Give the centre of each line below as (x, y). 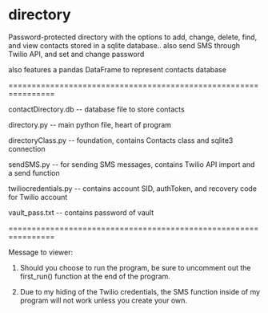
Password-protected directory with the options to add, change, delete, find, (133, 37)
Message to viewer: (41, 252)
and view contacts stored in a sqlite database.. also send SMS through (124, 45)
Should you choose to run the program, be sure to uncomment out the (135, 267)
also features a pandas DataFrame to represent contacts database (117, 69)
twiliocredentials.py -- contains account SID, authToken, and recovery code (133, 188)
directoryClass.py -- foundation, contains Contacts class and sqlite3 (121, 140)
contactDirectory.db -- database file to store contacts (97, 109)
